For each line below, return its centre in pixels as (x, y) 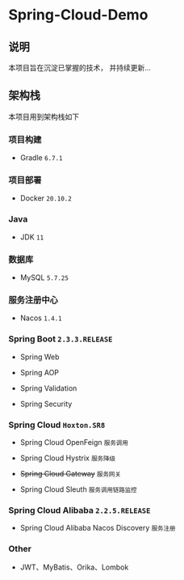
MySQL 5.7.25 (44, 277)
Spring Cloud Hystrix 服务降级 (68, 458)
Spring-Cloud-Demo (78, 15)
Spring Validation (48, 388)
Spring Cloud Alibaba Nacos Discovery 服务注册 (98, 528)
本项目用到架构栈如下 (44, 116)
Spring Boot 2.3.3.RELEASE (61, 339)
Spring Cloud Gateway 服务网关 (70, 473)
